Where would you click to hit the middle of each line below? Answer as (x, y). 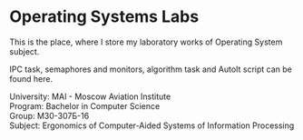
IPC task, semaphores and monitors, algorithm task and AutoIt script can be (151, 69)
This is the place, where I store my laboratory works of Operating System (146, 42)
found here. (31, 78)
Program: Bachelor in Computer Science (85, 105)
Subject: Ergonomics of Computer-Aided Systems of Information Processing (152, 125)
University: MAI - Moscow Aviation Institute (90, 96)
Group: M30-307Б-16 (49, 115)
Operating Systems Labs (104, 17)
